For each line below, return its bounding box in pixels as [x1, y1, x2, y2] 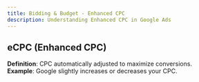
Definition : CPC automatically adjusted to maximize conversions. [7, 59, 192, 68]
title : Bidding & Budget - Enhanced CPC [7, 10, 126, 17]
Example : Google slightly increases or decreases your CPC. [7, 67, 178, 75]
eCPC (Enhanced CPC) [7, 42, 107, 53]
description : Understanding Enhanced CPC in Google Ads [7, 16, 171, 23]
